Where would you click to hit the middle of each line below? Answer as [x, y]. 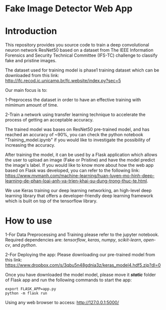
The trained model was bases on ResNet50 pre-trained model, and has [77, 129]
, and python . [23, 245]
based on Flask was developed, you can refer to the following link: [72, 170]
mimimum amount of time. [32, 105]
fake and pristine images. [31, 61]
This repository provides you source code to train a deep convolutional [77, 45]
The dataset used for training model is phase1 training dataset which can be [82, 70]
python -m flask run [26, 293]
